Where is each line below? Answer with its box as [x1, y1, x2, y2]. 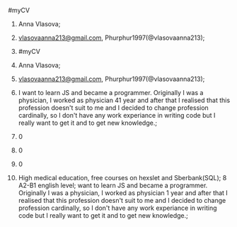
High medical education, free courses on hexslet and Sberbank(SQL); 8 [18, 174, 227, 182]
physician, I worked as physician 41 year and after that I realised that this [18, 96, 231, 104]
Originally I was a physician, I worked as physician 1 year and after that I [18, 189, 229, 197]
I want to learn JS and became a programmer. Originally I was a [18, 89, 204, 96]
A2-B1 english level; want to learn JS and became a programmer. [18, 181, 208, 189]
